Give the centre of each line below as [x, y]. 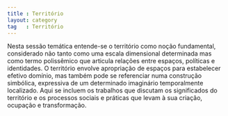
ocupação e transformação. [47, 106]
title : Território [35, 14]
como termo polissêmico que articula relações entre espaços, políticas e [111, 61]
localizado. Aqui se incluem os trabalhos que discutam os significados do [112, 90]
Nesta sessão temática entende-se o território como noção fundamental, [112, 47]
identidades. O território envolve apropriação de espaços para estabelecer [114, 68]
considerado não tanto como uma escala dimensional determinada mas [109, 53]
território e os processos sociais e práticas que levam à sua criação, [105, 98]
